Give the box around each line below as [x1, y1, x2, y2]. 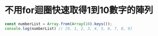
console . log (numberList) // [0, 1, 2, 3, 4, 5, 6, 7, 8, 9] [4, 26, 133, 31]
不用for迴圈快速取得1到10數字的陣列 [4, 4, 153, 16]
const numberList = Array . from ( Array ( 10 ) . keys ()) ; [4, 21, 112, 26]
